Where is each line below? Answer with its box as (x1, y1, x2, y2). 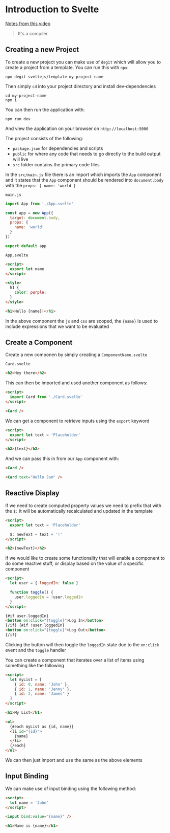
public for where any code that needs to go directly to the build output (12, 150, 161, 157)
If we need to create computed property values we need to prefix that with (5, 502, 162, 509)
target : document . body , (10, 215, 60, 221)
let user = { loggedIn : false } (10, 581, 79, 586)
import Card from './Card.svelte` (10, 394, 83, 400)
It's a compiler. (17, 30, 49, 36)
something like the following (5, 662, 65, 668)
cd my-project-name (5, 93, 47, 98)
